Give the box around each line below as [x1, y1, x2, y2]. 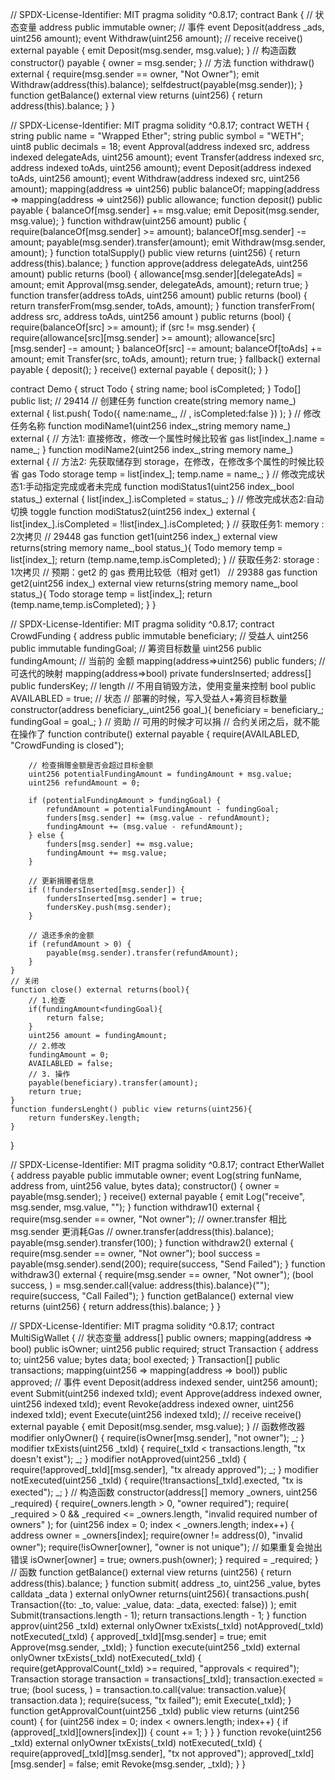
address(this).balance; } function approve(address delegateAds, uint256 [10, 258, 308, 269]
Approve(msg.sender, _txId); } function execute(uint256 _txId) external [10, 1641, 301, 1653]
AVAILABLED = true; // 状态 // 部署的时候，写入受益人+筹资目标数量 [10, 693, 288, 704]
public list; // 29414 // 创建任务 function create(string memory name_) [10, 395, 297, 407]
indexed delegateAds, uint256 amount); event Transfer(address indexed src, [10, 151, 325, 163]
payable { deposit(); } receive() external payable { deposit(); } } [10, 364, 269, 375]
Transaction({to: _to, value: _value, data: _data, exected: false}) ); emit [10, 1599, 297, 1610]
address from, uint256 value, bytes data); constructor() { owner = [10, 1180, 280, 1192]
